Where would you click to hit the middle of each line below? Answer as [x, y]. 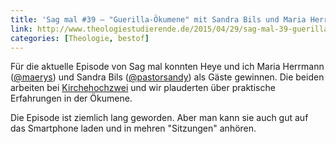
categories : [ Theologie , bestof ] [80, 38]
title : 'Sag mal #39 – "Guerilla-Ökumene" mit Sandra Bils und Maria [158, 19]
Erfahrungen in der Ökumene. [71, 98]
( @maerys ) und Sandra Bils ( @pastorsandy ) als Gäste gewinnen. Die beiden [167, 77]
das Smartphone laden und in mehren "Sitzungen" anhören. [133, 128]
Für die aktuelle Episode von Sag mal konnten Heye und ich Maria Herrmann [167, 67]
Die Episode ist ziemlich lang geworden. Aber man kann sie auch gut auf [159, 118]
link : [21, 29]
